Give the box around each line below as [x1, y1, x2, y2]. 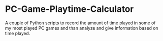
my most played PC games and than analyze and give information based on [5, 25, 159, 31]
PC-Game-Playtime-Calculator [5, 3, 134, 15]
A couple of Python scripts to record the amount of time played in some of [5, 20, 156, 26]
